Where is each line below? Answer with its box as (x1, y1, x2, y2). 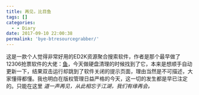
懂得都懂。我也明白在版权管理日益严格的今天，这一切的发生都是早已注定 (11, 75, 188, 82)
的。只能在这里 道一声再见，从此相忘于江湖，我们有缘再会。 (6, 83, 153, 89)
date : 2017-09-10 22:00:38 (6, 31, 73, 37)
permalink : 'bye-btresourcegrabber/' (6, 36, 99, 42)
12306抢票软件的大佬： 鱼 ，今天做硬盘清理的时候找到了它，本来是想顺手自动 (6, 60, 192, 67)
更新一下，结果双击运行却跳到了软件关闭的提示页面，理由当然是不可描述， (6, 68, 188, 74)
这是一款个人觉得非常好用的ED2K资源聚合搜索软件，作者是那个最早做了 (6, 53, 181, 60)
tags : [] (6, 14, 28, 20)
